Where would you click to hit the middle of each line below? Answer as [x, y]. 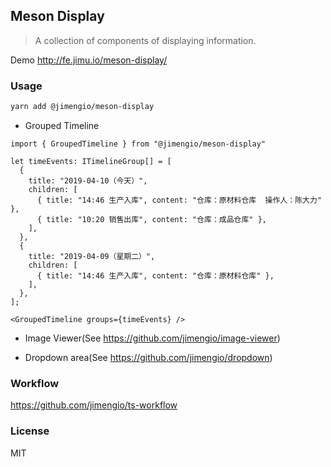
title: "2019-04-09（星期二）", [92, 256]
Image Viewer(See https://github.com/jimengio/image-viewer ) [152, 338]
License [30, 431]
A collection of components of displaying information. [145, 40]
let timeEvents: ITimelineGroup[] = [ [91, 161]
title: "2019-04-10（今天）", [88, 180]
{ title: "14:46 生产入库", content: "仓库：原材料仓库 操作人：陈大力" [179, 200]
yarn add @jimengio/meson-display [82, 107]
